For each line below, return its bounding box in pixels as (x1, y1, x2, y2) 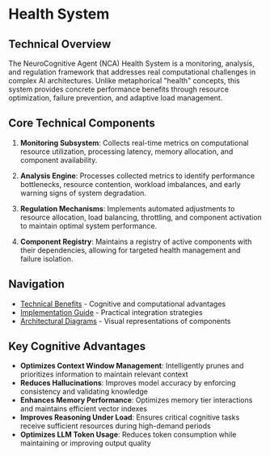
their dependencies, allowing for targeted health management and (19, 245, 241, 255)
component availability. (19, 155, 98, 164)
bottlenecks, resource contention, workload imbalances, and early (19, 179, 241, 189)
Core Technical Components (8, 117, 156, 130)
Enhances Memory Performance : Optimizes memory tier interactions (19, 395, 253, 405)
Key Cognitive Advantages (8, 339, 146, 353)
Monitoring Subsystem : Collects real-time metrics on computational (19, 138, 249, 147)
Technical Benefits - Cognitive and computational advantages (19, 299, 226, 309)
